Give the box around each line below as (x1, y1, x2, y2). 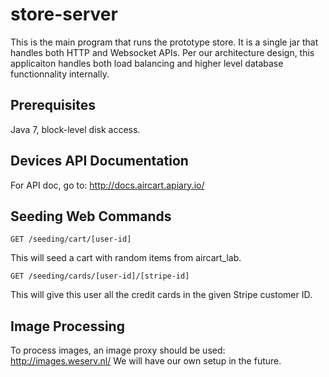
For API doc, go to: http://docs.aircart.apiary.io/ (10, 179, 205, 191)
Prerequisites (10, 97, 96, 114)
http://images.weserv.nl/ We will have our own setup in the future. (10, 355, 282, 367)
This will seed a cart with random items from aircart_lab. (10, 252, 242, 264)
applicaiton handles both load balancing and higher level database (10, 57, 284, 69)
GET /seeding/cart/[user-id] (10, 234, 132, 245)
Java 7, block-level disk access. (10, 123, 141, 135)
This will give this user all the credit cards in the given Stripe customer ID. (10, 289, 313, 301)
